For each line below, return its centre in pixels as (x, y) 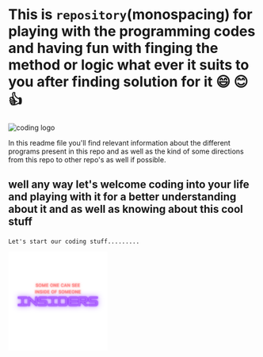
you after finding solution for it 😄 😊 (128, 82)
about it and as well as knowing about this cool (126, 209)
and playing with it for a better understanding (122, 197)
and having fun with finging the (113, 48)
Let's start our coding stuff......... (74, 241)
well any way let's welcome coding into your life (129, 185)
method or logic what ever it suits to (129, 65)
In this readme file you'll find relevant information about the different (120, 142)
